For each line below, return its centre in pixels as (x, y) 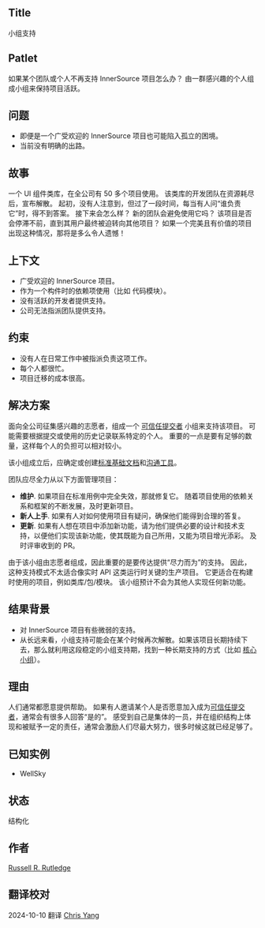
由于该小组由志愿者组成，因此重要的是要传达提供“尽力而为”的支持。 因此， (130, 562)
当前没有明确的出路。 (54, 146)
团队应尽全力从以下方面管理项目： (63, 479)
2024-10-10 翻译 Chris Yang (54, 915)
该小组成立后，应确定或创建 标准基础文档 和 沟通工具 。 (95, 462)
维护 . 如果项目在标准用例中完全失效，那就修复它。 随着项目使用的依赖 (133, 496)
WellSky (33, 774)
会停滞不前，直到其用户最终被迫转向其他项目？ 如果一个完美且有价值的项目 (130, 224)
